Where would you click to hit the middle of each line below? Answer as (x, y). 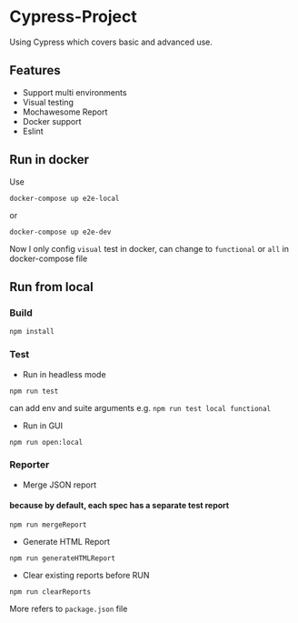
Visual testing (48, 102)
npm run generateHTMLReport (63, 558)
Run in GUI (43, 426)
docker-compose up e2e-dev (60, 232)
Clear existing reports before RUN (86, 576)
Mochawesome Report (65, 112)
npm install (32, 332)
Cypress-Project (74, 17)
